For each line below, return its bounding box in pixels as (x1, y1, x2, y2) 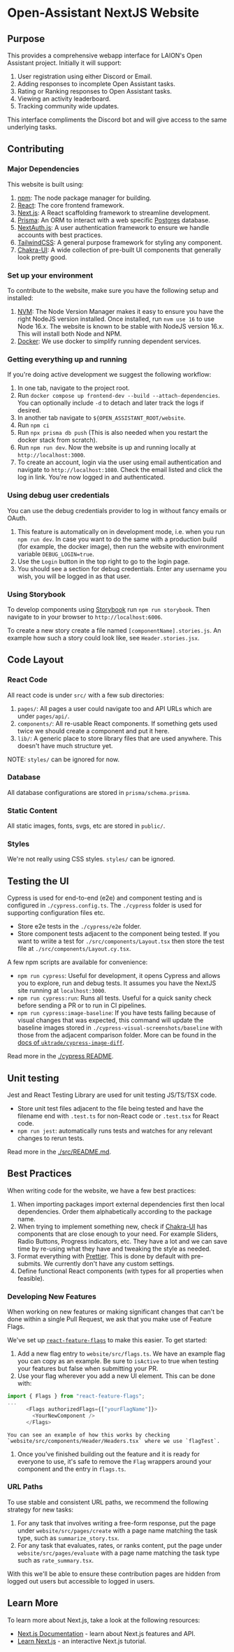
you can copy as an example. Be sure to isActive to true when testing (17, 1357, 219, 1365)
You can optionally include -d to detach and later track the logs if (17, 398, 204, 407)
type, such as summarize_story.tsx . (17, 1533, 120, 1542)
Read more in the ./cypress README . (7, 1052, 114, 1061)
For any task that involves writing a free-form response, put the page (17, 1518, 217, 1527)
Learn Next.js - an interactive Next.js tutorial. (17, 1637, 147, 1645)
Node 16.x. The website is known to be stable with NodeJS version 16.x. (17, 322, 224, 330)
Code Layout (7, 654, 64, 666)
